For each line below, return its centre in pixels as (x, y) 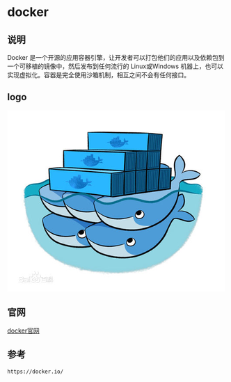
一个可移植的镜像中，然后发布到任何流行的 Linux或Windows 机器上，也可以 (115, 66)
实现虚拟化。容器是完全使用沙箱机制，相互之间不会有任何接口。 (98, 75)
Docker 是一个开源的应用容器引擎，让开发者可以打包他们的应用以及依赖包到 (116, 57)
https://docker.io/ (35, 372)
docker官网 (23, 331)
